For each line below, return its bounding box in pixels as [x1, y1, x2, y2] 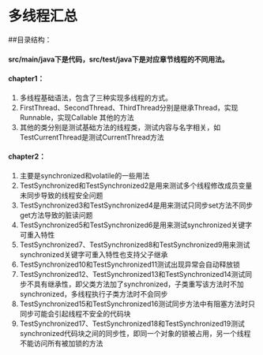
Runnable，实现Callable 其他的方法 [19, 112, 134, 122]
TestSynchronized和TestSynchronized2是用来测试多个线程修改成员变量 [19, 181, 253, 190]
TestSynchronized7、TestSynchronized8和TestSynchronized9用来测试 [19, 240, 250, 249]
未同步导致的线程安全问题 [19, 190, 103, 200]
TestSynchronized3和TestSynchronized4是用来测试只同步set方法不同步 [19, 200, 254, 210]
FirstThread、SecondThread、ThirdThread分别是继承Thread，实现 [19, 103, 239, 112]
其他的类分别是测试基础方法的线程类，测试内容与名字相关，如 [19, 122, 221, 132]
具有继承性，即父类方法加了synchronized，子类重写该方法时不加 [33, 279, 244, 289]
